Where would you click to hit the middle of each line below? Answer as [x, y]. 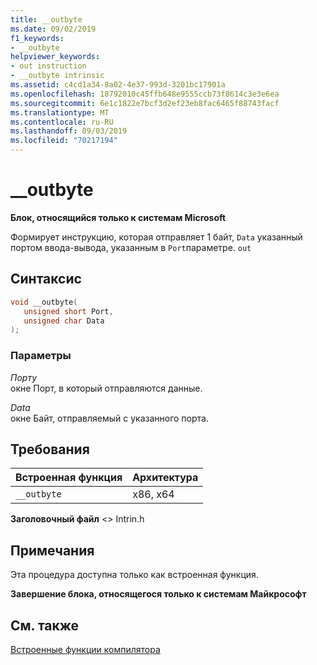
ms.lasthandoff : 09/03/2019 [69, 131]
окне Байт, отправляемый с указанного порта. [109, 418]
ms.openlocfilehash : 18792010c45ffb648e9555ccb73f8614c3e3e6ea [145, 94]
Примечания [52, 550]
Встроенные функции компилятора [85, 649]
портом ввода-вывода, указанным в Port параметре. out [131, 247]
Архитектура [165, 478]
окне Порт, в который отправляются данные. [106, 388]
